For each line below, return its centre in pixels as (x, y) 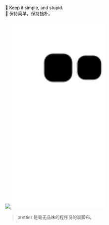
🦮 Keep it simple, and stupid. (34, 8)
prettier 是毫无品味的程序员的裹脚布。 (56, 217)
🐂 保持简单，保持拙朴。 (29, 13)
